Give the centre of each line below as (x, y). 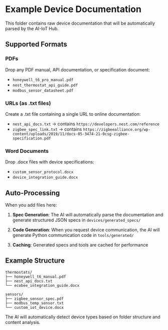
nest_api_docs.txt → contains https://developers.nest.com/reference (86, 124)
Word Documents (27, 151)
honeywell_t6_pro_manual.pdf (43, 80)
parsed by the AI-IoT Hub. (32, 28)
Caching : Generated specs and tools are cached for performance (80, 245)
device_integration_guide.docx (45, 178)
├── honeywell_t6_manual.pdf (36, 277)
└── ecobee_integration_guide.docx (42, 285)
